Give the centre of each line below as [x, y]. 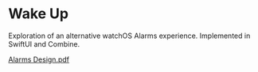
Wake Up [39, 14]
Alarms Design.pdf [39, 59]
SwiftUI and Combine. [44, 44]
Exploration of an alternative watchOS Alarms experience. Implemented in [129, 36]
